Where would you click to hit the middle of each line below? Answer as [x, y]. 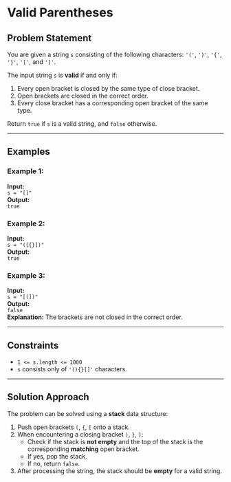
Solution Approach [48, 397]
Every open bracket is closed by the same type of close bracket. [108, 88]
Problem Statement [49, 38]
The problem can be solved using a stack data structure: [88, 413]
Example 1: [25, 171]
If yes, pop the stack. [57, 456]
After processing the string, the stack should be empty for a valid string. [119, 471]
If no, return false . [54, 463]
